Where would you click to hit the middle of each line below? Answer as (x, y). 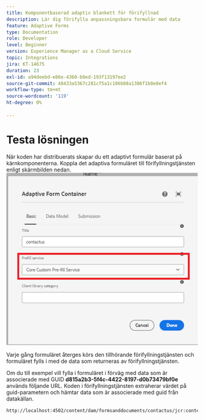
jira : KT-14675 (25, 64)
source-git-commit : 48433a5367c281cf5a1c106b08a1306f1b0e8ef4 (87, 83)
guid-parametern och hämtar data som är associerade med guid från (93, 392)
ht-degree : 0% (24, 103)
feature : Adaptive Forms (38, 26)
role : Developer (27, 39)
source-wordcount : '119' (38, 96)
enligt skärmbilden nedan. (39, 170)
